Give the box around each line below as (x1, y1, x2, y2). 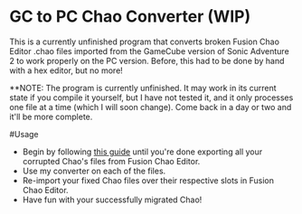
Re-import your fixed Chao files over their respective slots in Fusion (22, 174, 274, 186)
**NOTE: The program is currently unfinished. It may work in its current (9, 82, 278, 93)
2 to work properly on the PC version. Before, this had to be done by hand (9, 55, 285, 66)
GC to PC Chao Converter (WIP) (9, 6, 251, 27)
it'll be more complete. (9, 111, 93, 122)
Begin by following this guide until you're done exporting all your (22, 146, 263, 157)
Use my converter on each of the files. (22, 165, 166, 176)
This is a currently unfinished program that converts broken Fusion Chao (9, 36, 280, 47)
